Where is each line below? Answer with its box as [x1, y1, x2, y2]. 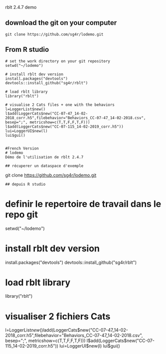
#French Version [5, 146, 39, 151]
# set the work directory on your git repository [5, 58, 111, 64]
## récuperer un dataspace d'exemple [5, 163, 84, 169]
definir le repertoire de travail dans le [5, 198, 162, 209]
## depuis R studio [5, 181, 46, 186]
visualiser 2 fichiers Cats [5, 311, 111, 322]
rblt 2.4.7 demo [5, 4, 37, 10]
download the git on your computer [5, 18, 117, 27]
